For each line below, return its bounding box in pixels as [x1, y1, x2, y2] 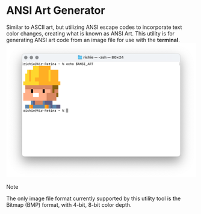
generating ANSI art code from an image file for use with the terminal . [6, 36, 181, 43]
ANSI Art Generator [6, 4, 105, 17]
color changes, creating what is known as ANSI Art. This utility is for [6, 29, 175, 37]
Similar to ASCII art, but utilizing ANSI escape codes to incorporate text [6, 23, 182, 31]
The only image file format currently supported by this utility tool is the [6, 195, 181, 202]
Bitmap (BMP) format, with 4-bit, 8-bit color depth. [6, 201, 132, 208]
